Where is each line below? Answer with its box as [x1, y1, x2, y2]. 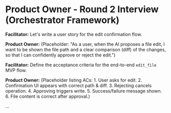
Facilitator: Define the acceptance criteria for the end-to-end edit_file [5, 62, 157, 68]
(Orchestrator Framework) [5, 14, 120, 26]
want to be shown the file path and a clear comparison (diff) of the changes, [5, 46, 166, 52]
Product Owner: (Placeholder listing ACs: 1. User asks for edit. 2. [5, 77, 142, 83]
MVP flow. [5, 67, 27, 73]
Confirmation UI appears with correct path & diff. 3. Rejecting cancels [5, 82, 152, 89]
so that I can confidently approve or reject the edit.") [5, 52, 116, 58]
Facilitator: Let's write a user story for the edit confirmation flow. [5, 31, 142, 37]
